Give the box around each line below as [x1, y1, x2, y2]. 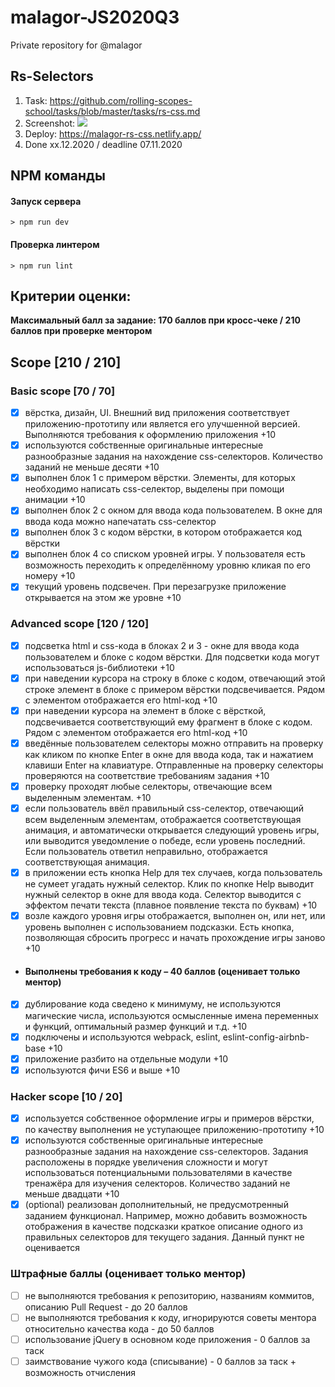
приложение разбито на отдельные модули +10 [24, 1052, 229, 1065]
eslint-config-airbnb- [222, 1031, 310, 1043]
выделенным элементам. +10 [24, 792, 152, 804]
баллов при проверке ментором [10, 325, 153, 337]
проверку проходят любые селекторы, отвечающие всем [24, 781, 273, 793]
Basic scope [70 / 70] [10, 384, 116, 398]
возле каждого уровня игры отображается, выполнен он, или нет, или [24, 910, 326, 922]
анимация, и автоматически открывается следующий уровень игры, [24, 824, 320, 836]
